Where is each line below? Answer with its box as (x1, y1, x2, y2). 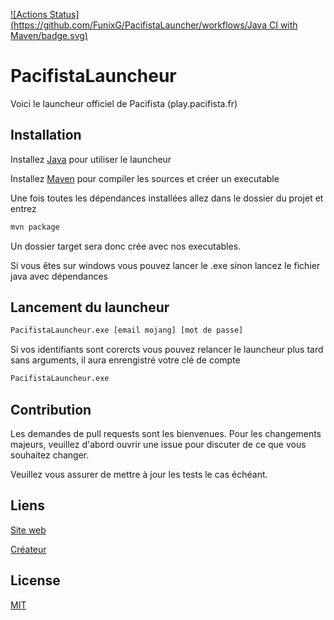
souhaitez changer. (10, 449, 90, 461)
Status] (49, 9, 80, 20)
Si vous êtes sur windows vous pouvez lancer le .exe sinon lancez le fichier (10, 259, 321, 271)
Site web (10, 524, 47, 536)
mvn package (10, 222, 60, 232)
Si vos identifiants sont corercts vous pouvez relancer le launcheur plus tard (10, 344, 324, 356)
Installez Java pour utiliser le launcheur (10, 153, 172, 165)
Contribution (10, 401, 92, 418)
